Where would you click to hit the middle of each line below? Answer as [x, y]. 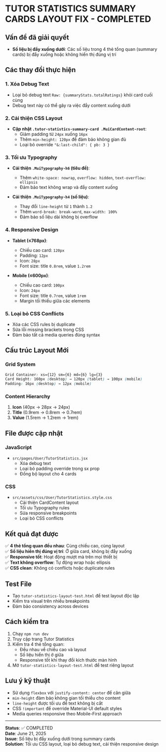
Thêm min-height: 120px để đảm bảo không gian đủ [73, 139]
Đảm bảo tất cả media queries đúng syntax [56, 334]
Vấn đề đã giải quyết [37, 37]
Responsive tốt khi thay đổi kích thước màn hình [68, 660]
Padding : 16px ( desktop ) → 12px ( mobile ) [48, 384]
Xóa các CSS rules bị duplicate [44, 324]
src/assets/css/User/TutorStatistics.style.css [62, 498]
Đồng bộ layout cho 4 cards [48, 474]
